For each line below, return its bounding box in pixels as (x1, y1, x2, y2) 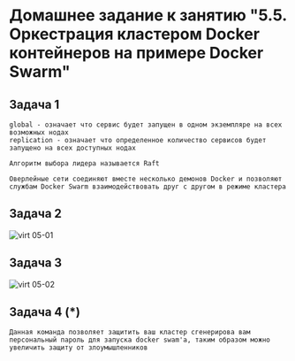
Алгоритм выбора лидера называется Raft (9, 159, 161, 168)
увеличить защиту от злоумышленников (9, 343, 148, 352)
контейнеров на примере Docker (9, 43, 264, 63)
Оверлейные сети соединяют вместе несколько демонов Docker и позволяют (9, 174, 283, 183)
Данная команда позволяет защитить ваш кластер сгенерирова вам (9, 328, 251, 337)
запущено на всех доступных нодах (9, 143, 137, 152)
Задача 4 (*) (9, 304, 81, 319)
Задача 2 (9, 206, 62, 221)
